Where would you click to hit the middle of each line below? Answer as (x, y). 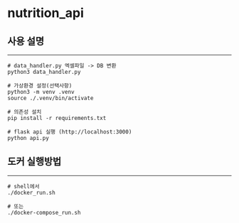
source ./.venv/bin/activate (51, 98)
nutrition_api (46, 13)
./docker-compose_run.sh (44, 212)
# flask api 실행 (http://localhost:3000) (70, 132)
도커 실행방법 (34, 162)
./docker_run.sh (31, 192)
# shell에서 (23, 186)
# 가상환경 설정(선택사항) (40, 86)
